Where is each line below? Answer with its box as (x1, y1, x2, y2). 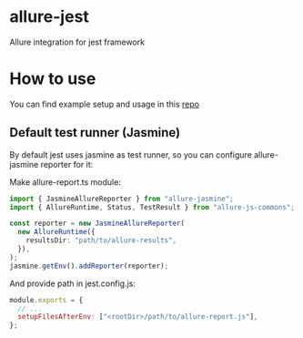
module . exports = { (9, 295, 84, 304)
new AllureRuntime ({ (17, 228, 96, 237)
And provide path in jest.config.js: (9, 278, 136, 289)
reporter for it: (40, 159, 94, 169)
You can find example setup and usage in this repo (9, 98, 200, 109)
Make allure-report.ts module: (9, 176, 121, 188)
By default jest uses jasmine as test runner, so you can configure (9, 149, 252, 160)
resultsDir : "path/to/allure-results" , (25, 236, 177, 245)
